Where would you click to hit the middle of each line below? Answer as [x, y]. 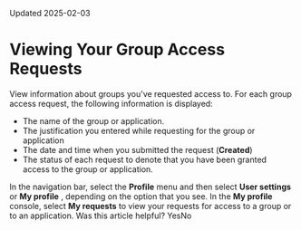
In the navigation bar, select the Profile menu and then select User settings [150, 187]
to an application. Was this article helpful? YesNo [101, 216]
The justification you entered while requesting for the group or [139, 130]
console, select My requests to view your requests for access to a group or [150, 206]
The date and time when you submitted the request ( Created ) [137, 149]
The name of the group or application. [93, 120]
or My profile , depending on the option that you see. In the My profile [141, 196]
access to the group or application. [88, 169]
